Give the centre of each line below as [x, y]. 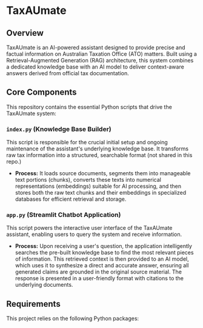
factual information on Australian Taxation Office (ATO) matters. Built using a [101, 54]
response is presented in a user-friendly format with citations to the [99, 278]
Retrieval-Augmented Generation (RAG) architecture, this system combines [100, 60]
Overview [25, 33]
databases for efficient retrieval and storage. [71, 199]
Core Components [42, 92]
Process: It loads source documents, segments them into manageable [103, 173]
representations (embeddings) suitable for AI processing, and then [98, 186]
